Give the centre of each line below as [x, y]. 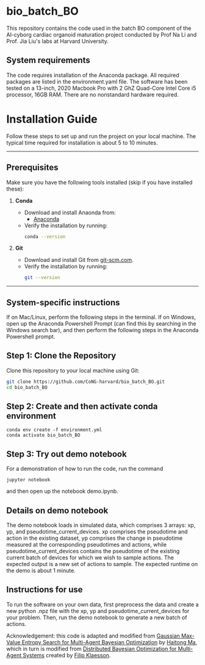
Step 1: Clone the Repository [61, 356]
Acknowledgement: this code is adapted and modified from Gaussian [93, 636]
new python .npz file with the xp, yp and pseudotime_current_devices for [98, 611]
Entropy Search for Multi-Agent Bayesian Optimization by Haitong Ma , [110, 642]
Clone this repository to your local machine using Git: [73, 370]
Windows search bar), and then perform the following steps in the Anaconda [103, 330]
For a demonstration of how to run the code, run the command [85, 469]
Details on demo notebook [57, 510]
